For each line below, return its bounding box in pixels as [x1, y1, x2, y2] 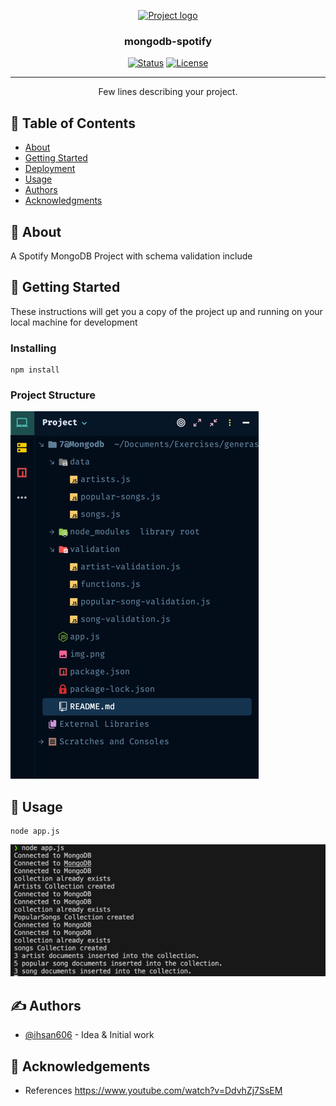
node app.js [10, 826, 60, 837]
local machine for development [10, 316, 138, 328]
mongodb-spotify [123, 34, 213, 48]
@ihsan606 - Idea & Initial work [24, 1029, 155, 1041]
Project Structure [10, 388, 96, 402]
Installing [10, 341, 57, 355]
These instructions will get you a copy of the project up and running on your [10, 305, 323, 317]
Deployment [24, 163, 76, 175]
